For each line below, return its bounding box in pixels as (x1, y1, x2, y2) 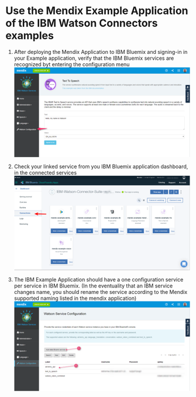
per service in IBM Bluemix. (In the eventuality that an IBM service (13, 282, 173, 289)
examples (5, 29, 54, 42)
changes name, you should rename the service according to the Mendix (13, 289, 188, 296)
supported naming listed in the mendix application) (13, 295, 137, 302)
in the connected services (13, 169, 77, 176)
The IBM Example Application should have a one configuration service (13, 276, 184, 283)
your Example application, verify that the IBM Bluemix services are (13, 54, 174, 61)
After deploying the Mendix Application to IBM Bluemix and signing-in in (13, 48, 188, 55)
